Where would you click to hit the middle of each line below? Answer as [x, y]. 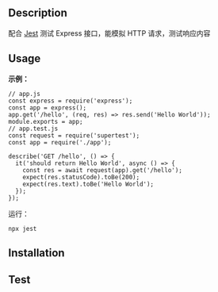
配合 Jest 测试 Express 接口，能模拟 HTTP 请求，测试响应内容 [109, 33]
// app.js [25, 94]
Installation [36, 253]
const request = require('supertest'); [74, 135]
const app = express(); [48, 108]
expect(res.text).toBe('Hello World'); [88, 184]
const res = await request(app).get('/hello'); [102, 170]
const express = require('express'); [71, 101]
